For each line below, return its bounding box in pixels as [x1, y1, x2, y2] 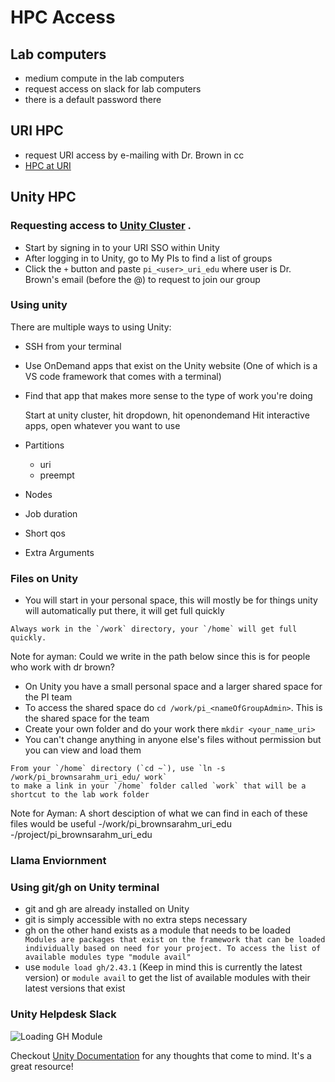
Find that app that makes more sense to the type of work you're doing [24, 389, 313, 401]
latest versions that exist [24, 982, 126, 995]
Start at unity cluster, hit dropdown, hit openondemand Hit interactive [24, 409, 310, 421]
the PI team [24, 691, 73, 703]
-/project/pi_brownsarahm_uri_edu [10, 829, 153, 841]
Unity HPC [10, 189, 77, 206]
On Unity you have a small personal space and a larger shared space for [24, 681, 323, 693]
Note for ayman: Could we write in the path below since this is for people [10, 651, 311, 663]
